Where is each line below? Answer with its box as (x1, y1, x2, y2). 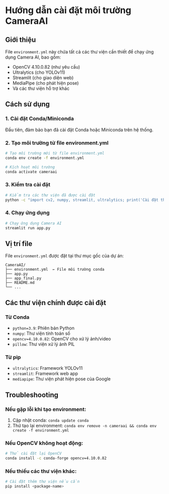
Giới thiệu (5, 35, 36, 44)
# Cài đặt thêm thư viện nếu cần (5, 479, 80, 484)
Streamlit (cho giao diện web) (12, 75, 74, 80)
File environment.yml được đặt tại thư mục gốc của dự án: (5, 253, 124, 259)
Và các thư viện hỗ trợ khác (12, 85, 69, 91)
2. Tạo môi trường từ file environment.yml (5, 139, 109, 146)
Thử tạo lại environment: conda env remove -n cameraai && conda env (12, 423, 157, 429)
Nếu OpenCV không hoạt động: (5, 439, 83, 447)
